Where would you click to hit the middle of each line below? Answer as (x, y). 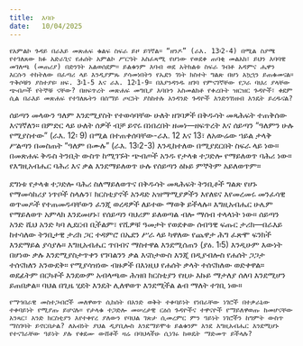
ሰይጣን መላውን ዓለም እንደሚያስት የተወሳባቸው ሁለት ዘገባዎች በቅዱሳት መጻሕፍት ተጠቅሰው (148, 114)
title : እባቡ (32, 18)
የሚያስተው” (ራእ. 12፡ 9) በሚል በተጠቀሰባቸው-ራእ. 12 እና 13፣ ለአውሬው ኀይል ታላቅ (141, 135)
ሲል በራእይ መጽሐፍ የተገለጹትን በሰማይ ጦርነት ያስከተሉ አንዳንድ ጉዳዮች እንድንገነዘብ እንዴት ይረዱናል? (151, 98)
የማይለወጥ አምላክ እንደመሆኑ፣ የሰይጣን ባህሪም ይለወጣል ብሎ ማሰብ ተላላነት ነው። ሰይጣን (144, 214)
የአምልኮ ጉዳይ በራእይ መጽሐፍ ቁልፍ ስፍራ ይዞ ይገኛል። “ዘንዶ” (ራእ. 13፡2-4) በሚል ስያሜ (142, 50)
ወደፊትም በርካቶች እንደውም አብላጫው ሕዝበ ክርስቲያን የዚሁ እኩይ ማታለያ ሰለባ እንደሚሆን (147, 275)
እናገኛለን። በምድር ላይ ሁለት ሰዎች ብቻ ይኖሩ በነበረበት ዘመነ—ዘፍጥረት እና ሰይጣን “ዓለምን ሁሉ (151, 125)
